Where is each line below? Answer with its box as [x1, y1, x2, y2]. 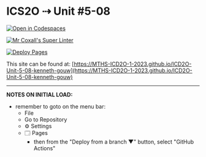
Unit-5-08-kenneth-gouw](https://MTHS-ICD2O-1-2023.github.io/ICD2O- [6, 66, 193, 74]
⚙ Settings [24, 122, 52, 129]
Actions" [33, 144, 56, 151]
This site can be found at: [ [6, 60, 74, 67]
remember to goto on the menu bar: [15, 102, 106, 110]
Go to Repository [24, 115, 67, 123]
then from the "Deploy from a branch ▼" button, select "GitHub [33, 138, 194, 145]
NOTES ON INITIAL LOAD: [6, 91, 73, 98]
